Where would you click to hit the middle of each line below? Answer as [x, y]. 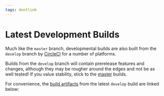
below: [12, 89]
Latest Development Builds [62, 34]
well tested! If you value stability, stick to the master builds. [66, 74]
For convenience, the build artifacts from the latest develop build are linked [82, 83]
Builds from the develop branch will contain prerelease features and [75, 63]
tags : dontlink [21, 10]
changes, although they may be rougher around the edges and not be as [80, 68]
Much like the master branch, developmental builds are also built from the [81, 48]
